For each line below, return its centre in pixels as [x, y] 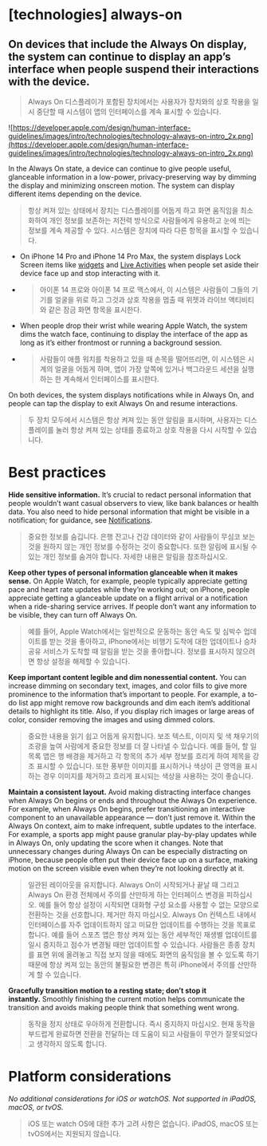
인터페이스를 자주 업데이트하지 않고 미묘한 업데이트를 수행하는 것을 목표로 [142, 924]
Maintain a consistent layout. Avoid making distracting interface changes [130, 792]
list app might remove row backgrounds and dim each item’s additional [135, 702]
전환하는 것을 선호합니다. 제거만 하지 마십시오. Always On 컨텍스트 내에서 [142, 915]
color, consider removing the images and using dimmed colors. [112, 719]
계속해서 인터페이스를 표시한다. [111, 379]
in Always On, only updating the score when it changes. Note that [116, 843]
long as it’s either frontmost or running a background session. [121, 342]
